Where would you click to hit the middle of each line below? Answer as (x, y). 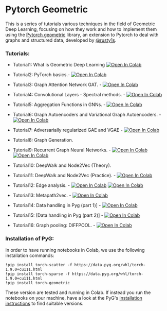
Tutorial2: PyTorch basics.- (41, 75)
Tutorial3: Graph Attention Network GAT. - (57, 85)
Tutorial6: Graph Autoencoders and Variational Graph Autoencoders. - (87, 115)
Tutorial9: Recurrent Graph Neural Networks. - (62, 150)
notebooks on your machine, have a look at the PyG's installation (74, 298)
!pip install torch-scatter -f (39, 265)
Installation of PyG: (30, 239)
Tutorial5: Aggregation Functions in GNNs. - (59, 105)
